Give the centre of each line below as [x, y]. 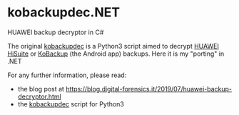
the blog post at [41, 89]
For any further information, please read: [67, 75]
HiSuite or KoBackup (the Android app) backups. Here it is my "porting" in [116, 54]
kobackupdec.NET [63, 12]
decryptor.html [40, 96]
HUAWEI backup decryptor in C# [56, 32]
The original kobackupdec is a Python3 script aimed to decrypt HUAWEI [113, 46]
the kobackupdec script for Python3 [71, 104]
